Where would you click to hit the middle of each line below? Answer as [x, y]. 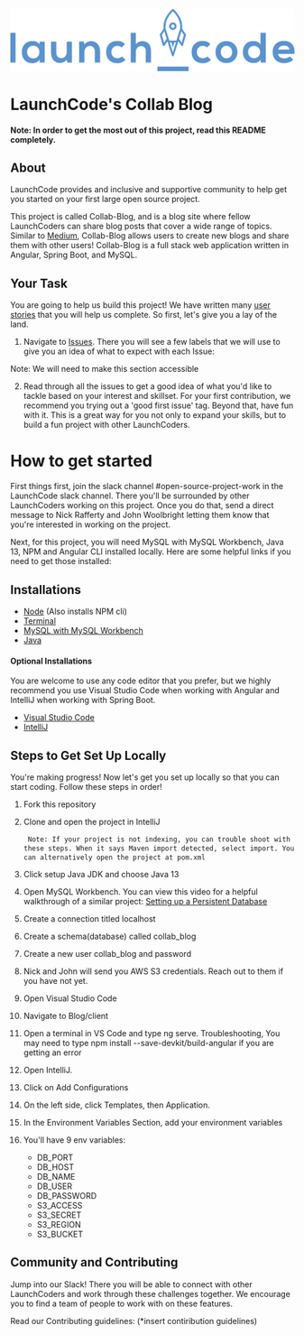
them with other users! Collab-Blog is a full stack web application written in [150, 246]
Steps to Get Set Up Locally [88, 755]
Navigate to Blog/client [66, 1016]
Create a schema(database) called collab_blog [110, 936]
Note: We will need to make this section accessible [105, 369]
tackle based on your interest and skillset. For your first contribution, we [157, 396]
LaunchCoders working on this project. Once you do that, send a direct [142, 505]
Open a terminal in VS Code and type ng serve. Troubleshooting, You [152, 1034]
